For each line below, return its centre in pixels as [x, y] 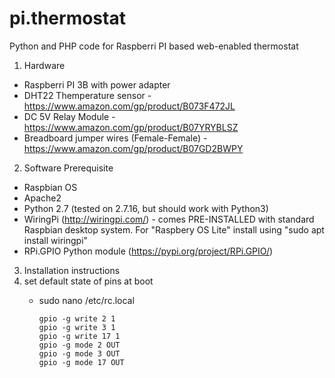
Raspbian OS [50, 187]
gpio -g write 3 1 [77, 327]
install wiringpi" [56, 240]
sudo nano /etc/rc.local [86, 300]
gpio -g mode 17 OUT [81, 362]
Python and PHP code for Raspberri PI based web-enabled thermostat [154, 46]
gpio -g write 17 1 [79, 336]
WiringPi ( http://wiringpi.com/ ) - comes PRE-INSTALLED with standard [169, 219]
